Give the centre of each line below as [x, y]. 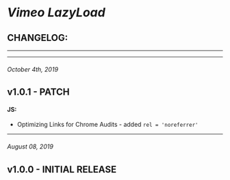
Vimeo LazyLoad [56, 13]
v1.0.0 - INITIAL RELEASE [62, 169]
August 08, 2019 [30, 147]
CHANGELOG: [38, 38]
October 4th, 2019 [33, 69]
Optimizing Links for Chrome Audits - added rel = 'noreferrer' [107, 125]
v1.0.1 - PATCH [38, 92]
